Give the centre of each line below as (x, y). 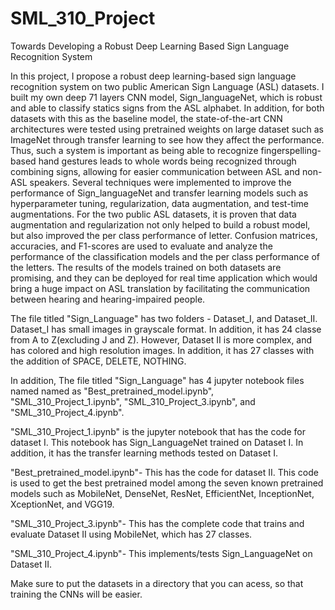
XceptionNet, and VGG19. (62, 504)
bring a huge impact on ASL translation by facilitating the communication (160, 288)
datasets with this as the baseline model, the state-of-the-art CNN (146, 118)
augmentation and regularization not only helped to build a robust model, (160, 224)
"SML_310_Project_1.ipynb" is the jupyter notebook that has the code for (158, 431)
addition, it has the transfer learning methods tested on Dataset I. (144, 453)
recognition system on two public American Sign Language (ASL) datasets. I (167, 86)
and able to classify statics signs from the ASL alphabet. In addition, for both (167, 108)
